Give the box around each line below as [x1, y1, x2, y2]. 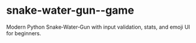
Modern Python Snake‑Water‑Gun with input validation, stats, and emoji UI [6, 23, 191, 30]
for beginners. [6, 29, 41, 36]
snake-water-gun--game [6, 4, 134, 17]
